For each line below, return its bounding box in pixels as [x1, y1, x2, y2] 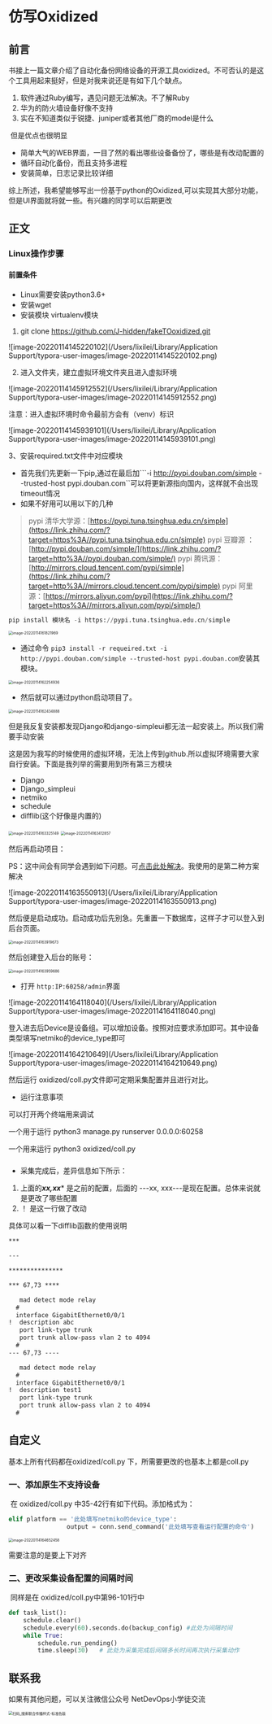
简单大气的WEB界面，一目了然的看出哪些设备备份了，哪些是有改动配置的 [19, 148, 265, 157]
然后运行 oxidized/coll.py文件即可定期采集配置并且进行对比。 [8, 1075, 213, 1085]
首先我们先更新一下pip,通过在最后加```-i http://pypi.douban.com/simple [19, 468, 257, 478]
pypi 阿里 [222, 581, 253, 591]
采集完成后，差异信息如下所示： [19, 1166, 127, 1176]
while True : [23, 1631, 63, 1639]
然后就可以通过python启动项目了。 [19, 692, 136, 702]
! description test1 [8, 1386, 82, 1394]
